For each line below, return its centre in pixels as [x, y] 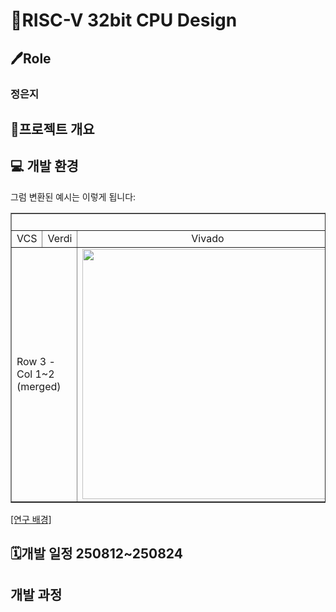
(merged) [39, 386]
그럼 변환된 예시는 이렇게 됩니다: [73, 196]
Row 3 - [36, 361]
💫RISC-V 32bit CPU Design [124, 20]
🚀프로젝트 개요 [52, 129]
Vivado [208, 238]
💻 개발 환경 [44, 166]
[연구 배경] [31, 519]
